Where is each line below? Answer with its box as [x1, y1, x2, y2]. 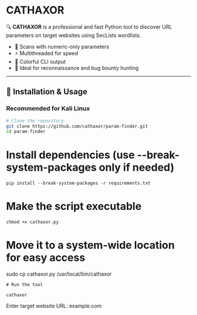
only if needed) [98, 161, 175, 174]
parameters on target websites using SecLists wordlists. [6, 32, 142, 39]
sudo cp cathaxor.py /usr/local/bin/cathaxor [6, 270, 112, 277]
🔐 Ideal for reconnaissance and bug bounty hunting [14, 64, 139, 71]
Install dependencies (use [6, 148, 135, 162]
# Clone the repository [6, 118, 64, 124]
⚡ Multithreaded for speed [14, 49, 78, 56]
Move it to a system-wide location [6, 239, 175, 252]
